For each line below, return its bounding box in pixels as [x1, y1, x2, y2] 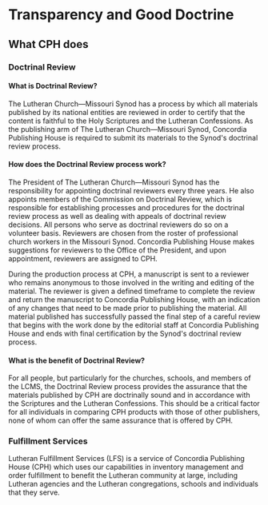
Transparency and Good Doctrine [8, 6, 234, 24]
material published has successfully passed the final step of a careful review [8, 312, 261, 321]
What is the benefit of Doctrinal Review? [8, 356, 146, 365]
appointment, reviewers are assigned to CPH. [8, 253, 158, 263]
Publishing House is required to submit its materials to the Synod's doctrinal [8, 133, 258, 142]
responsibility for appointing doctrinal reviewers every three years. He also [8, 185, 254, 195]
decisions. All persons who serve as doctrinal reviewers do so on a [8, 220, 229, 229]
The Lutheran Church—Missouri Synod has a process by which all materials [8, 98, 258, 109]
